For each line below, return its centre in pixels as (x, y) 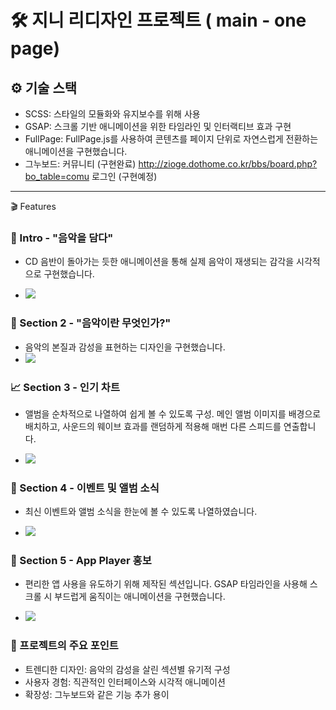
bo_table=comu (57, 176)
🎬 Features (33, 206)
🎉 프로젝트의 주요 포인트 (64, 646)
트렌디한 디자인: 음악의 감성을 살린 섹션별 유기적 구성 (127, 669)
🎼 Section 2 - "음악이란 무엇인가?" (91, 323)
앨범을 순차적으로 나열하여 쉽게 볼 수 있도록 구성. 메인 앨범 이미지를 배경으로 (173, 413)
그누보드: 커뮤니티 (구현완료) (80, 164)
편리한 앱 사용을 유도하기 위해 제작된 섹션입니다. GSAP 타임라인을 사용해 (166, 584)
